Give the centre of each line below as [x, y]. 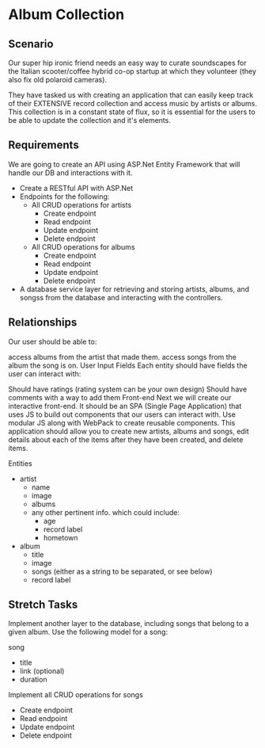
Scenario [31, 44]
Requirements [44, 145]
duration [33, 680]
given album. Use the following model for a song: [88, 632]
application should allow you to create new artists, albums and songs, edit [129, 431]
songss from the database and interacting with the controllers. [121, 297]
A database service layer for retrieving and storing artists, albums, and [134, 289]
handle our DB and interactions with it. [70, 173]
